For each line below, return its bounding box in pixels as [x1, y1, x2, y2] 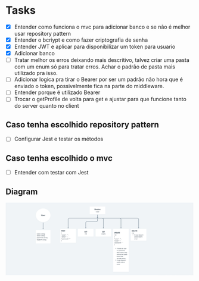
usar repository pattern [14, 30, 71, 37]
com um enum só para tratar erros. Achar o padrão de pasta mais [14, 63, 175, 70]
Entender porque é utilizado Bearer [14, 89, 101, 96]
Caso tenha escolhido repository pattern [5, 120, 159, 130]
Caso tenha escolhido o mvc [5, 153, 113, 163]
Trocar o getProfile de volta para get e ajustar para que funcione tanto [14, 96, 187, 103]
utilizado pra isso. [14, 70, 58, 77]
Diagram [5, 186, 38, 196]
